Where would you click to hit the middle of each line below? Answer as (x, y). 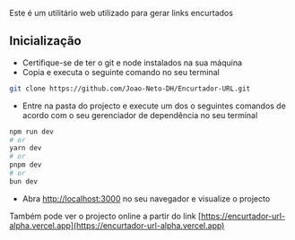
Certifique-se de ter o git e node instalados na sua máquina (132, 63)
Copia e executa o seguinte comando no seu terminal (121, 72)
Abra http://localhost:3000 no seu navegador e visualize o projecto (146, 198)
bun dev (24, 181)
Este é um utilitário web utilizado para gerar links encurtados (121, 13)
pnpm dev (26, 165)
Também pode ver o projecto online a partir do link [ (105, 216)
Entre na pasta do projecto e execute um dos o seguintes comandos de (154, 106)
